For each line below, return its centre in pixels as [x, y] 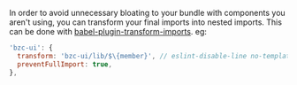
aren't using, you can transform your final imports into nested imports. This [146, 22]
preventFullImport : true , [65, 64]
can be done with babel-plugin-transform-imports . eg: [108, 31]
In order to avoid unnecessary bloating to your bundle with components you [147, 13]
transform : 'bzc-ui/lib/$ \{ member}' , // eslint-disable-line [132, 56]
